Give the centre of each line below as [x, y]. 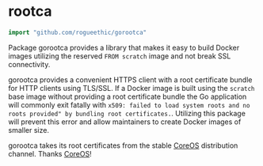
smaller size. [29, 130]
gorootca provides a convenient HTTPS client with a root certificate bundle [130, 79]
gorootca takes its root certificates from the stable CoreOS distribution [123, 145]
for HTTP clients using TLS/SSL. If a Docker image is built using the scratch [131, 88]
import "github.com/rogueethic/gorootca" [78, 32]
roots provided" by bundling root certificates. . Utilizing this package [127, 113]
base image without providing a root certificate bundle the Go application [128, 96]
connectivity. [29, 64]
